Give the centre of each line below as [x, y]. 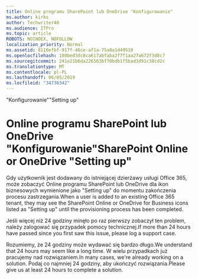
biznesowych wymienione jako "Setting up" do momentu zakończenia [91, 190]
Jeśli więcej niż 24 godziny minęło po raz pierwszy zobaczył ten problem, [96, 220]
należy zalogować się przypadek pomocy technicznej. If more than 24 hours [98, 227]
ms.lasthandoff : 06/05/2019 [41, 77]
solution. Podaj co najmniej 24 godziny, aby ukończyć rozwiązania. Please [95, 263]
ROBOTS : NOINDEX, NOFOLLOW [39, 39]
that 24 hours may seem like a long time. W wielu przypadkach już [87, 251]
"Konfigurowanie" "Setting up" [43, 100]
